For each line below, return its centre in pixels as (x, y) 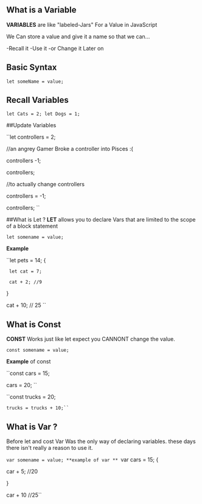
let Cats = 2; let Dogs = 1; (43, 114)
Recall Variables (37, 100)
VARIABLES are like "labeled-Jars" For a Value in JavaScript (82, 24)
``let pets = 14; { (26, 261)
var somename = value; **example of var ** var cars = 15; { (82, 460)
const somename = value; (38, 350)
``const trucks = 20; (31, 397)
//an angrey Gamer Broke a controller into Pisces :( (70, 149)
